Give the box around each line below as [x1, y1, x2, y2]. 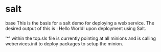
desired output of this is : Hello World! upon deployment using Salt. [5, 25, 147, 31]
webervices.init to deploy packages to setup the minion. [5, 40, 124, 46]
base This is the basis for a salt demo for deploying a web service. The [5, 20, 155, 26]
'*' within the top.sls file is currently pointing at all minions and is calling [5, 35, 156, 41]
